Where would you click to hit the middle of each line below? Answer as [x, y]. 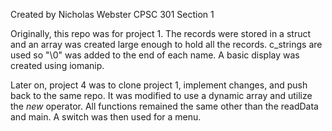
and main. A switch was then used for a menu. [106, 117]
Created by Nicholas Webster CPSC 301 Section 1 [112, 14]
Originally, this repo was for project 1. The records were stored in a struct [161, 33]
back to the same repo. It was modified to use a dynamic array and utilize [161, 95]
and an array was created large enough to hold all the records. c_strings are [166, 44]
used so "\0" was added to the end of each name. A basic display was [155, 55]
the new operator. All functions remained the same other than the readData [164, 106]
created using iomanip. [57, 65]
